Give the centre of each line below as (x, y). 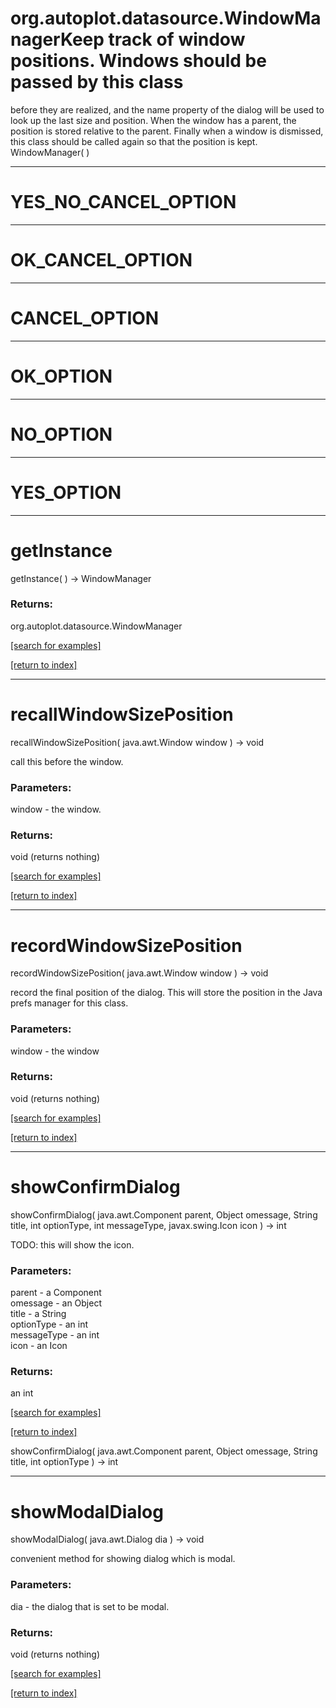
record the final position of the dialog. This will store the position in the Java (166, 993)
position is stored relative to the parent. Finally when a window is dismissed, (167, 131)
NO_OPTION (61, 434)
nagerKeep (57, 39)
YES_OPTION (66, 492)
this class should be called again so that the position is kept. (134, 141)
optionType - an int (49, 1324)
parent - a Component (56, 1293)
